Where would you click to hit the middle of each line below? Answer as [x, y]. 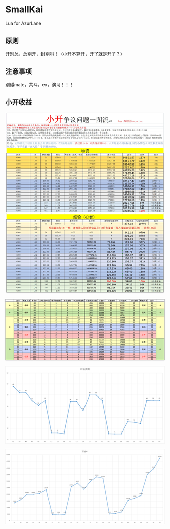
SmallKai [24, 9]
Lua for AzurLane [23, 23]
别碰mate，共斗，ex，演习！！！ [40, 84]
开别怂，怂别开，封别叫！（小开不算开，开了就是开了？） [65, 54]
